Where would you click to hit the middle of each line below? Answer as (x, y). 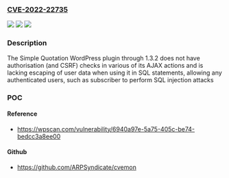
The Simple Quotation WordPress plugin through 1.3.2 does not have (104, 58)
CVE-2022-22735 (38, 10)
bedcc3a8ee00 (39, 136)
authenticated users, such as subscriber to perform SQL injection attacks (110, 79)
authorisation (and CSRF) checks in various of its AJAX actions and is (105, 65)
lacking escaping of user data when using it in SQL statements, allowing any (115, 73)
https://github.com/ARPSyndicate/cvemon (77, 167)
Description (27, 43)
